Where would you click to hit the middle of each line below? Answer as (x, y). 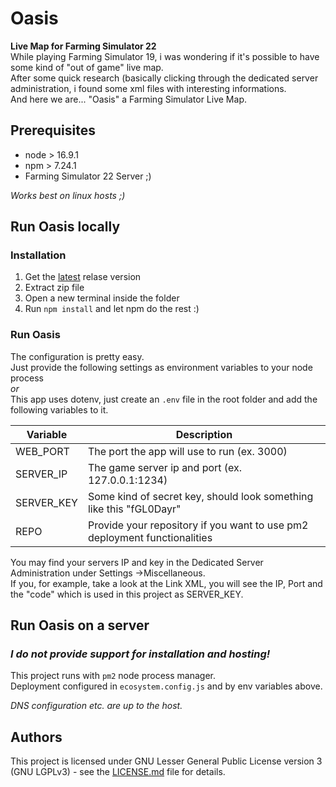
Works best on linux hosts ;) (68, 195)
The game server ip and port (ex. (165, 467)
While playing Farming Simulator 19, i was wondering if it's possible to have (165, 56)
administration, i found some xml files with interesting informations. (148, 88)
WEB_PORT (42, 451)
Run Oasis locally (65, 227)
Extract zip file (54, 288)
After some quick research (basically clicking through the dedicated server (164, 78)
